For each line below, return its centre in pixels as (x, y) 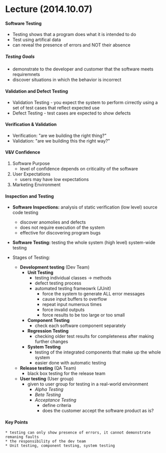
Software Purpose (31, 163)
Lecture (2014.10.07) (49, 9)
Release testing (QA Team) (48, 368)
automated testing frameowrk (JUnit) (73, 288)
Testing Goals (20, 56)
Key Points (17, 422)
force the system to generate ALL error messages (93, 294)
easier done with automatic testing (70, 363)
